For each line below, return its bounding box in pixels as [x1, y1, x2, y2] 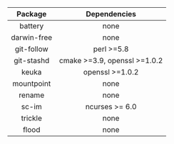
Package [16, 9, 47, 18]
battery [19, 21, 44, 31]
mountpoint [12, 79, 51, 88]
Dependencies [85, 9, 137, 18]
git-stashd [14, 56, 50, 65]
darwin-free [11, 33, 53, 42]
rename [19, 90, 45, 100]
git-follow [14, 44, 48, 54]
